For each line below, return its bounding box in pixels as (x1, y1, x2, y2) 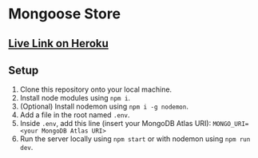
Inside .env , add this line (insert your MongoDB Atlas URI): (19, 119, 212, 128)
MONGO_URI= (212, 120, 249, 128)
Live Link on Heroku (8, 37, 109, 50)
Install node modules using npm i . (19, 93, 130, 103)
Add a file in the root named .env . (19, 110, 130, 120)
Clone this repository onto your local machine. (19, 85, 173, 94)
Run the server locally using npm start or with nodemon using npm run (19, 134, 251, 144)
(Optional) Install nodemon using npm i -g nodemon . (19, 101, 189, 112)
